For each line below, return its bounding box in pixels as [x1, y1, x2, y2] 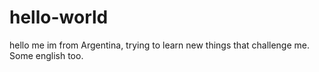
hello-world [9, 6, 109, 29]
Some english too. [9, 49, 84, 61]
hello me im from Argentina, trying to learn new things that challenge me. [9, 39, 311, 51]
